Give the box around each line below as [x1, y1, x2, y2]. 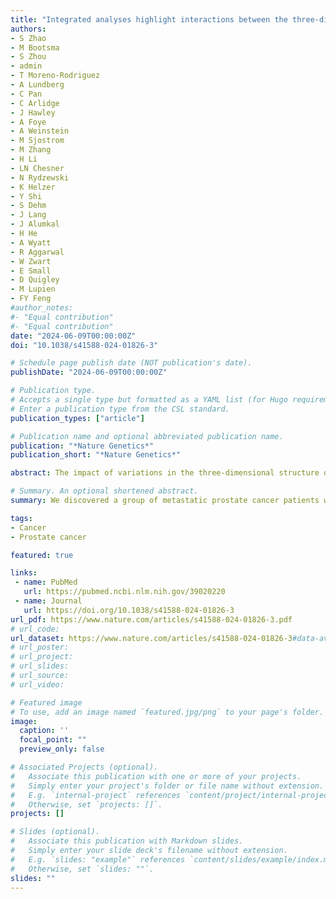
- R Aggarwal [10, 247, 65, 257]
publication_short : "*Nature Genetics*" [10, 450, 182, 460]
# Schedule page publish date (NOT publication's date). [10, 358, 253, 368]
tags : [10, 513, 33, 523]
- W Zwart [10, 256, 52, 266]
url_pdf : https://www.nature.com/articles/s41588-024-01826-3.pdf [10, 614, 293, 625]
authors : [10, 24, 47, 34]
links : [10, 568, 38, 578]
